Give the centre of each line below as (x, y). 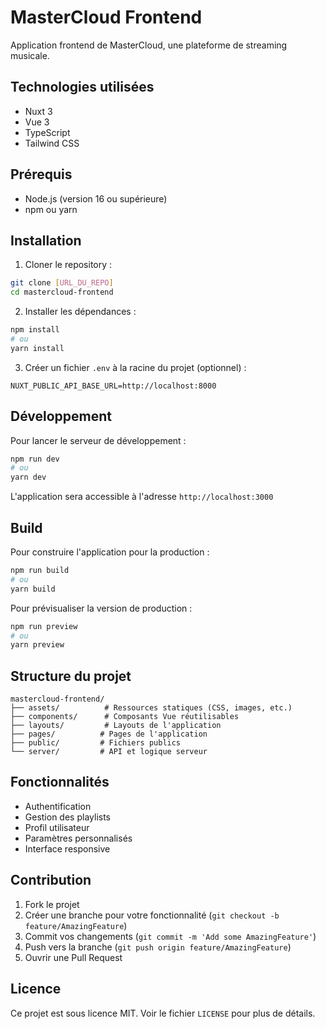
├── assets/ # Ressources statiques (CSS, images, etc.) (151, 708)
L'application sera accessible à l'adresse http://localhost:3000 (142, 497)
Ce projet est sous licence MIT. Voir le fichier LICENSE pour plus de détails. (163, 1013)
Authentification (58, 806)
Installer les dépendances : (80, 312)
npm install (35, 330)
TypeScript (47, 132)
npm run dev (35, 459)
